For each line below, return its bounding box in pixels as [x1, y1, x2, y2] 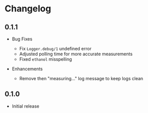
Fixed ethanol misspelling [19, 56, 72, 62]
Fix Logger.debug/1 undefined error [19, 46, 92, 51]
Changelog [4, 3, 51, 14]
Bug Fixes [11, 36, 33, 42]
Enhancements [11, 66, 43, 72]
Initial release [11, 103, 39, 109]
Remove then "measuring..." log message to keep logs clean [19, 76, 144, 81]
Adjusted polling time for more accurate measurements [19, 51, 133, 57]
